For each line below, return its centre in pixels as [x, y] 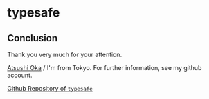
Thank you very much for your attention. [65, 54]
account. [20, 75]
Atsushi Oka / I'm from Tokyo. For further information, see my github [104, 68]
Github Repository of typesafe [50, 88]
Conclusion [33, 38]
